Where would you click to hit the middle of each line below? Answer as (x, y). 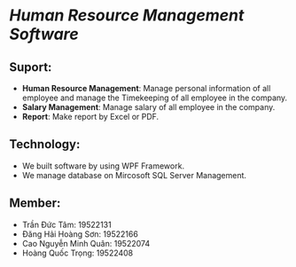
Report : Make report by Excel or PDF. (90, 117)
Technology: (45, 144)
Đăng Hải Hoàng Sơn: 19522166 (80, 234)
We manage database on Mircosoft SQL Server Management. (134, 175)
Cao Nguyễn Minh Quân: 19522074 (86, 243)
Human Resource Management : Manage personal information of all (146, 88)
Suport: (31, 67)
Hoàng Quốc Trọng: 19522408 (78, 253)
